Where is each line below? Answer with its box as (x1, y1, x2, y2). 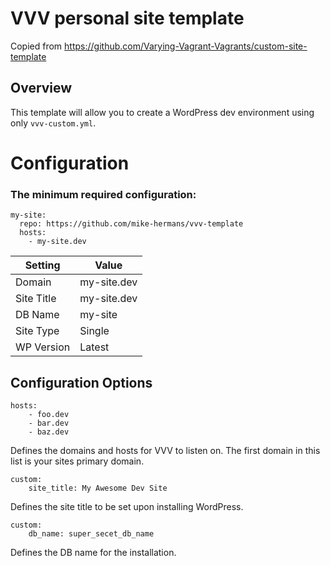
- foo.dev (28, 410, 70, 420)
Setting (24, 258, 61, 272)
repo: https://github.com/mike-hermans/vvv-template (19, 219, 244, 229)
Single (79, 324, 110, 338)
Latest (79, 340, 110, 354)
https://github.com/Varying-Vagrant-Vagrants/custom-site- (64, 40, 308, 52)
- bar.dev (28, 418, 70, 429)
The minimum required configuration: (10, 187, 197, 201)
